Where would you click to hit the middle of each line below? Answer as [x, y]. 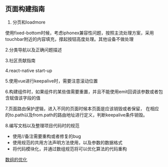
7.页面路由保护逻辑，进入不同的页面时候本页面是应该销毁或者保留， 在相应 [82, 108]
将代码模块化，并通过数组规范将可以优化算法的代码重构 [69, 149]
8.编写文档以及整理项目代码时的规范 [42, 125]
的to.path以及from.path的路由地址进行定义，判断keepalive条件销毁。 [76, 115]
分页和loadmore [29, 22]
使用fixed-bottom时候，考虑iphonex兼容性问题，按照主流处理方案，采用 [80, 33]
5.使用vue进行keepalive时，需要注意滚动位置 [52, 81]
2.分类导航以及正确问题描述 [34, 50]
